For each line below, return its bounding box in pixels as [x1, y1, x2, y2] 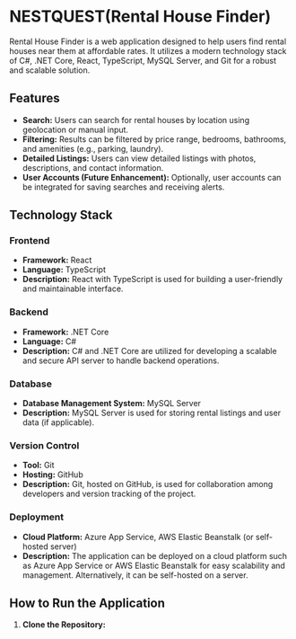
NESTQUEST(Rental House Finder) [9, 6, 272, 27]
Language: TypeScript [22, 264, 106, 275]
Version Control [9, 439, 80, 451]
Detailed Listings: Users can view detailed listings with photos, [22, 153, 257, 164]
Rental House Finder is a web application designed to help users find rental [9, 36, 287, 47]
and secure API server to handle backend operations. [22, 355, 220, 366]
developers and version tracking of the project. [22, 488, 196, 500]
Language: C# [22, 335, 77, 347]
